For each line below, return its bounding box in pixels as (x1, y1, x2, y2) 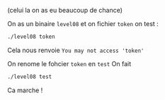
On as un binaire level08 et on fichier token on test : (7, 20, 159, 27)
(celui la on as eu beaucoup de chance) (7, 6, 123, 14)
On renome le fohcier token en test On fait (7, 59, 132, 68)
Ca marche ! (7, 86, 43, 94)
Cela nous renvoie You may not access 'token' (7, 46, 144, 54)
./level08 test (7, 73, 52, 80)
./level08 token (7, 33, 55, 40)
